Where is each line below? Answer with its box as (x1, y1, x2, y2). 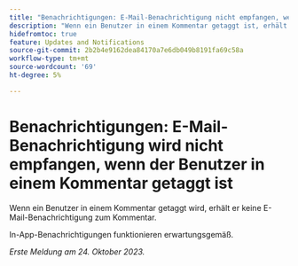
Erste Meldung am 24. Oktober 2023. (9, 246, 145, 257)
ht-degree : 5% (9, 71, 62, 80)
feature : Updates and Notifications (9, 37, 145, 47)
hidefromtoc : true (9, 29, 77, 38)
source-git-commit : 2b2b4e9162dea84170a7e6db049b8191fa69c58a (9, 46, 244, 55)
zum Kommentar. (94, 212, 157, 223)
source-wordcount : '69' (9, 63, 98, 72)
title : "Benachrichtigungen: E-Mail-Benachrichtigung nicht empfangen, (9, 12, 279, 22)
